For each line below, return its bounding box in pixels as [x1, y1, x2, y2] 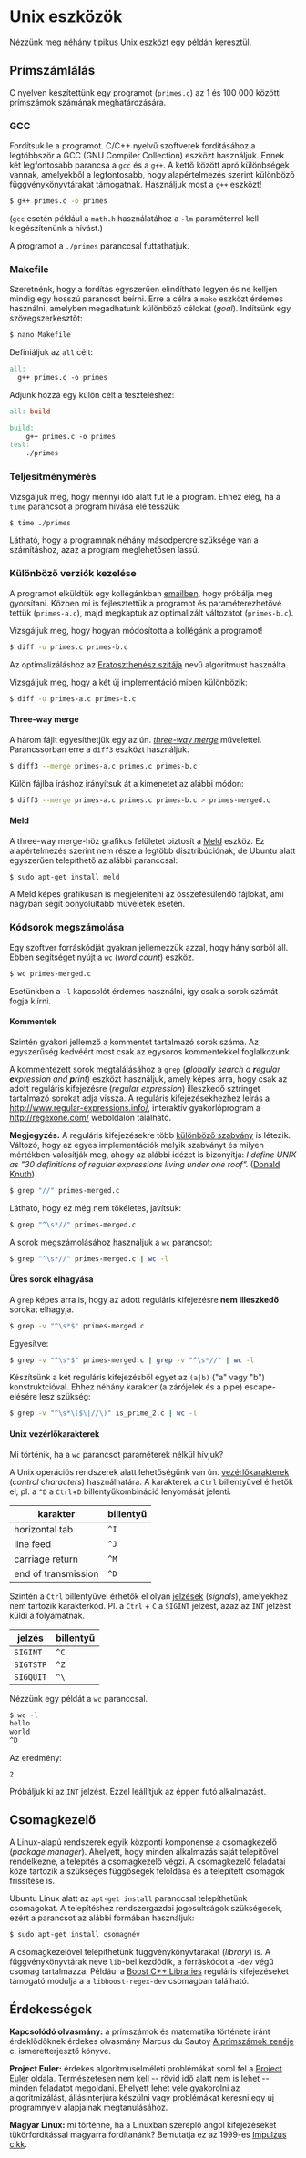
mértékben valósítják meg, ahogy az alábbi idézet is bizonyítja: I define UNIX [9, 1149, 297, 1160]
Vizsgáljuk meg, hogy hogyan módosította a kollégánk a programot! [9, 625, 263, 636]
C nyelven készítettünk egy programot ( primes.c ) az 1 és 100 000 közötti [9, 87, 281, 97]
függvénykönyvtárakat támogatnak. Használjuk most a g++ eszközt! [9, 179, 262, 190]
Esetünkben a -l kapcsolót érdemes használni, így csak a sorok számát [9, 985, 279, 996]
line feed [14, 1537, 52, 1550]
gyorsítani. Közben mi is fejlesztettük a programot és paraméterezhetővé [9, 597, 282, 608]
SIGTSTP [14, 1659, 47, 1670]
